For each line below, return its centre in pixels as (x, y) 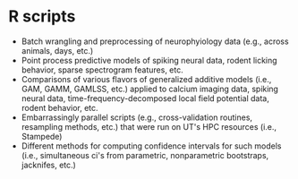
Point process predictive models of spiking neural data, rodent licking (149, 60)
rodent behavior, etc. (60, 107)
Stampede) (42, 136)
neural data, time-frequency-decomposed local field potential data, (145, 98)
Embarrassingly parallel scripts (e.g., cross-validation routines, (136, 117)
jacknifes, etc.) (49, 165)
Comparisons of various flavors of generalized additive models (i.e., (146, 79)
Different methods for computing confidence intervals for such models (151, 146)
